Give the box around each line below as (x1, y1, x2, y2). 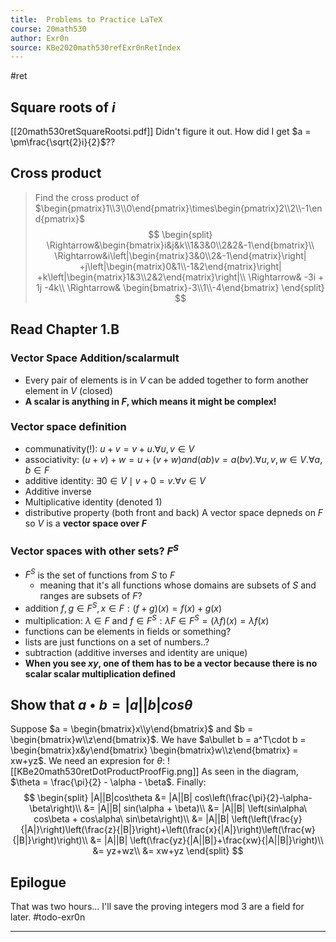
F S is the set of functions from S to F (24, 567, 176, 581)
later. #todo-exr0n (10, 911, 86, 923)
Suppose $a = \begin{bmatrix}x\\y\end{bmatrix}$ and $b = (10, 723, 254, 735)
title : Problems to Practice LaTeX (10, 14, 163, 25)
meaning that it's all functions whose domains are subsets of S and (39, 579, 317, 591)
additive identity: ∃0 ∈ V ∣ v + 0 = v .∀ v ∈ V (24, 474, 207, 486)
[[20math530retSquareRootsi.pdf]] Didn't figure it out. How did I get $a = (10, 126, 312, 138)
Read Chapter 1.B (10, 321, 120, 338)
